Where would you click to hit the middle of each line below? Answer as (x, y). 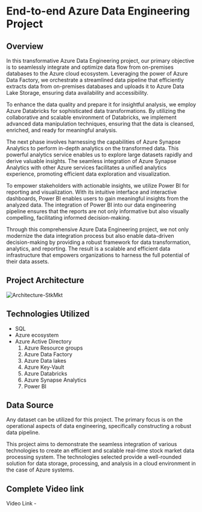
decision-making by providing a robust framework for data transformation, (99, 242)
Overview (25, 46)
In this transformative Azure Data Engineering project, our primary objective (100, 61)
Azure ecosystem (37, 335)
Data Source (30, 405)
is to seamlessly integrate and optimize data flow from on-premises (90, 67)
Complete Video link (45, 489)
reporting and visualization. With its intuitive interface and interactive (91, 192)
